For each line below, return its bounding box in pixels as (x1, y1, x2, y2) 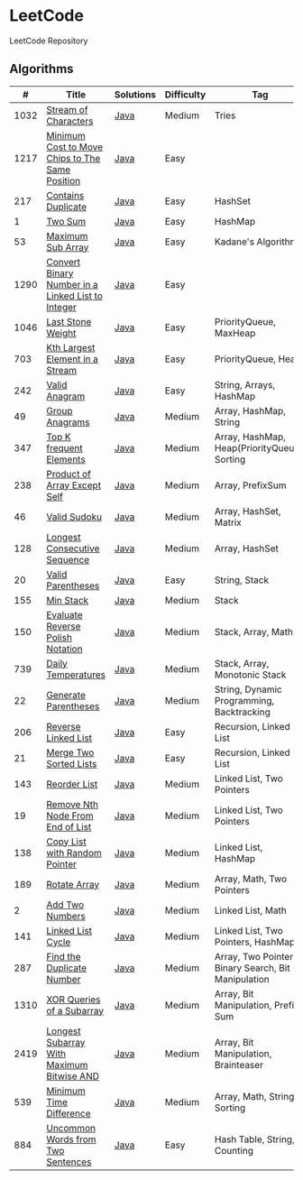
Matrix (215, 516, 242, 529)
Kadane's (215, 235, 255, 248)
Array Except (46, 479, 102, 492)
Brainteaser (215, 1058, 264, 1071)
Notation (46, 642, 83, 655)
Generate (46, 688, 86, 701)
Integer (46, 300, 77, 313)
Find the (46, 950, 81, 963)
